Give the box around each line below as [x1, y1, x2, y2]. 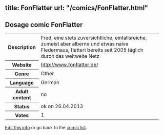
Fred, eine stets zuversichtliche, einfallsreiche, [41, 34, 147, 41]
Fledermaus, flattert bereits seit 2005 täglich [41, 46, 143, 53]
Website [12, 61, 32, 68]
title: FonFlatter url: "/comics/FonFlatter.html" [5, 4, 148, 12]
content [12, 94, 31, 101]
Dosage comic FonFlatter [5, 21, 83, 29]
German [41, 79, 60, 86]
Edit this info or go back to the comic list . [5, 124, 87, 130]
